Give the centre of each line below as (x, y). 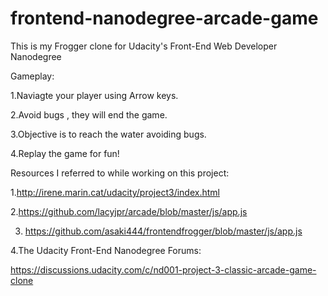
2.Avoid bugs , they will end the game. (89, 114)
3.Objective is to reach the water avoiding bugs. (108, 134)
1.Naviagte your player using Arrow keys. (94, 95)
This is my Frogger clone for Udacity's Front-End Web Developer (144, 46)
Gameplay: (32, 76)
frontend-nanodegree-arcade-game (164, 18)
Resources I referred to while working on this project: (120, 173)
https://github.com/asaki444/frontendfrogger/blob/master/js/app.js (163, 231)
